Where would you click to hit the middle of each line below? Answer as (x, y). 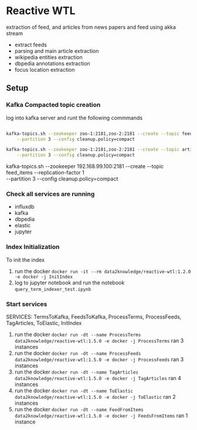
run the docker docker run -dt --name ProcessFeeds (78, 353)
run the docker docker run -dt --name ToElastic (74, 391)
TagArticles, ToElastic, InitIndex (44, 323)
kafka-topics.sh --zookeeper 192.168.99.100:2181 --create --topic (85, 166)
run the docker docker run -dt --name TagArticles (77, 372)
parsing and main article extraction (57, 51)
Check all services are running (50, 194)
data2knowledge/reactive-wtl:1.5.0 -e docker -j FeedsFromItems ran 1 (101, 416)
